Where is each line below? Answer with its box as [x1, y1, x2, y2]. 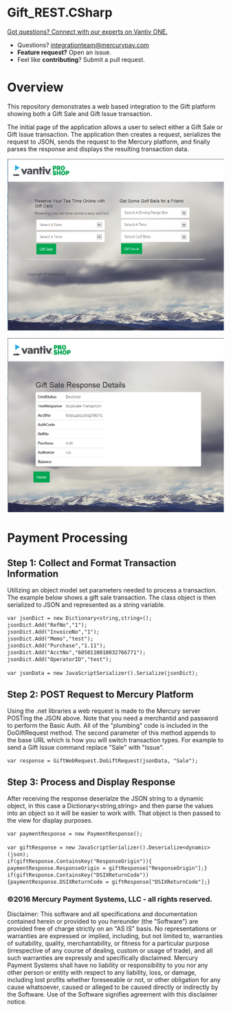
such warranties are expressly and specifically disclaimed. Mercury [7, 954, 198, 962]
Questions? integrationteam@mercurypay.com [16, 41, 149, 49]
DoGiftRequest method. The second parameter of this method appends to [7, 729, 217, 737]
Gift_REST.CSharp [7, 5, 113, 21]
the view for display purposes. [7, 816, 93, 824]
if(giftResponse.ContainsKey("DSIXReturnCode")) [7, 871, 149, 878]
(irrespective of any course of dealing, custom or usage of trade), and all [7, 946, 213, 955]
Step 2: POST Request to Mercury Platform [7, 689, 194, 700]
